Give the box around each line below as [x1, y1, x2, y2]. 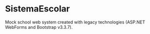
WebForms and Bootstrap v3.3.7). [5, 24, 73, 30]
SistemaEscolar [5, 3, 70, 14]
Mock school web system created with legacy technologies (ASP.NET [5, 19, 146, 25]
